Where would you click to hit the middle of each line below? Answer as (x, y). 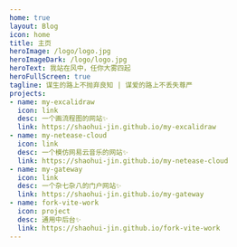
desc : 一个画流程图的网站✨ (63, 119)
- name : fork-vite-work (54, 203)
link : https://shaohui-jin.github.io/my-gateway (111, 195)
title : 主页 (30, 43)
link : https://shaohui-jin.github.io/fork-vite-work (119, 228)
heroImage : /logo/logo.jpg (60, 52)
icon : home (30, 34)
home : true (30, 18)
